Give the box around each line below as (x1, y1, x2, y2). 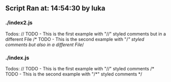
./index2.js (5, 19, 33, 26)
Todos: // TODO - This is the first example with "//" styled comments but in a (5, 30, 166, 37)
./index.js (5, 54, 30, 61)
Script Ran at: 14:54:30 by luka (5, 4, 106, 13)
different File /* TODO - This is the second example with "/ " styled (5, 36, 144, 42)
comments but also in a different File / (5, 42, 84, 48)
